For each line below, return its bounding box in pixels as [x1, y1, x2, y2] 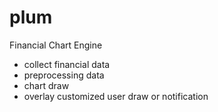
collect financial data [23, 58, 111, 70]
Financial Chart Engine [9, 39, 103, 51]
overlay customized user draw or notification [23, 90, 209, 102]
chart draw [23, 79, 70, 91]
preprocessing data [23, 69, 105, 81]
